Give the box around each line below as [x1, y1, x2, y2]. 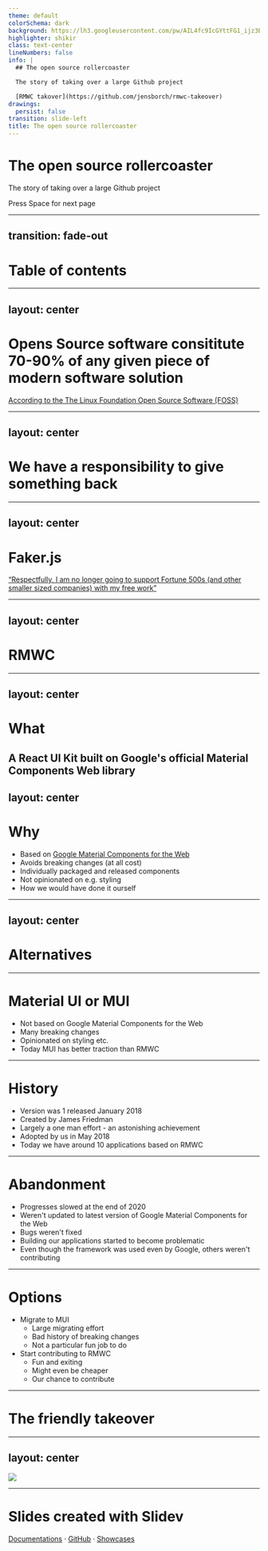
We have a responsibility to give [8, 458, 225, 476]
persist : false [15, 107, 66, 116]
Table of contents [8, 261, 128, 280]
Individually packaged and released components [19, 866, 180, 876]
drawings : [8, 100, 41, 108]
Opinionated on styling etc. [19, 1036, 109, 1045]
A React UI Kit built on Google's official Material [8, 751, 249, 765]
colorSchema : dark [8, 19, 69, 27]
